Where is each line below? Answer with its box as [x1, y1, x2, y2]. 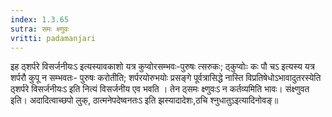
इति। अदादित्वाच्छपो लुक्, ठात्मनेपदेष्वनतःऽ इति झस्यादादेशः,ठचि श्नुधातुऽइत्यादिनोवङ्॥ [10, 94, 279, 106]
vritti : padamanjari [10, 33, 97, 43]
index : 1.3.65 [10, 14, 70, 25]
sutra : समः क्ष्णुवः [10, 24, 70, 34]
